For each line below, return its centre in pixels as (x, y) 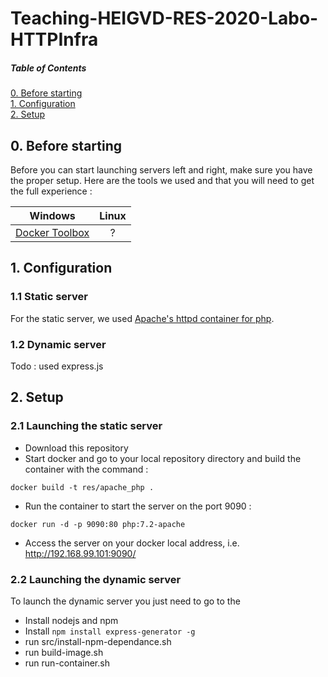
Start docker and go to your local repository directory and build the (163, 458)
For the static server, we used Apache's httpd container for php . (142, 318)
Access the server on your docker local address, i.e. (132, 543)
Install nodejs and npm (71, 620)
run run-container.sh (67, 663)
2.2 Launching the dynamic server (96, 579)
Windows (52, 215)
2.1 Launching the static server (86, 426)
